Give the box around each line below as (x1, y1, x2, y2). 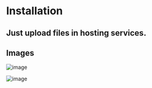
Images (6, 48, 35, 58)
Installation (6, 4, 63, 18)
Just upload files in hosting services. (6, 28, 147, 38)
